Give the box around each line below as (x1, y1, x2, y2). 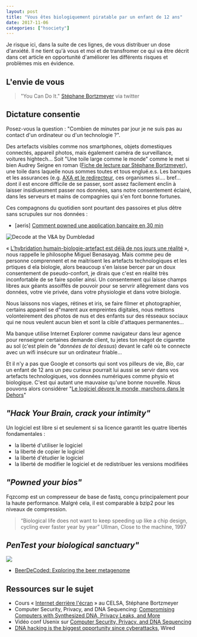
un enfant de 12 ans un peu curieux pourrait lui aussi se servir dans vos (6, 366, 179, 373)
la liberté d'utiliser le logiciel (14, 442, 83, 449)
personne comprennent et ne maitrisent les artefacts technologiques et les (6, 257, 187, 264)
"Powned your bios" (6, 478, 82, 488)
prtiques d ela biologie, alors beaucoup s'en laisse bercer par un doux (6, 263, 176, 271)
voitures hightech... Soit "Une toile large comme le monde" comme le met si (6, 155, 190, 162)
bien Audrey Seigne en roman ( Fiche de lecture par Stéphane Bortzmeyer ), (6, 161, 188, 168)
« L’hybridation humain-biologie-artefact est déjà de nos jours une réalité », (6, 245, 189, 252)
